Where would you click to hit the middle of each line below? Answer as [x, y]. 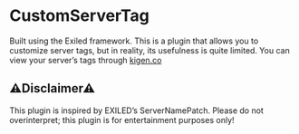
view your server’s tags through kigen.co [86, 60]
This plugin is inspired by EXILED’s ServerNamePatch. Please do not [137, 110]
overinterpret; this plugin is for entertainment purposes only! [122, 120]
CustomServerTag [79, 16]
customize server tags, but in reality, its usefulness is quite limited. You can [149, 50]
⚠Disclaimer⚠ [53, 88]
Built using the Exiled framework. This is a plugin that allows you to [134, 41]
